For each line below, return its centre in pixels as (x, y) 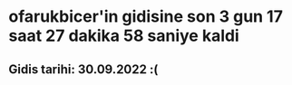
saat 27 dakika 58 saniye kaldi (124, 36)
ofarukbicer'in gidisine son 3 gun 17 (146, 17)
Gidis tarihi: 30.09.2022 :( (83, 69)
